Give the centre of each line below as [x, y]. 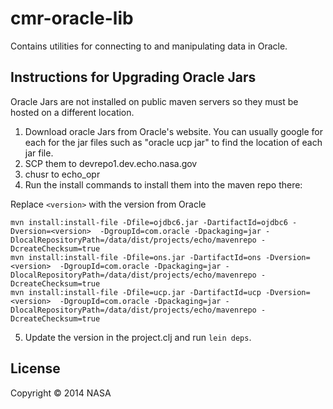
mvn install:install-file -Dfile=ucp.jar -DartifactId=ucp [136, 292]
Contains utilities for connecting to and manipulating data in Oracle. [149, 46]
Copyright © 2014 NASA [61, 393]
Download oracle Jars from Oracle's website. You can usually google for [173, 131]
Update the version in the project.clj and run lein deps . [138, 337]
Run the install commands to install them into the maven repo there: [163, 184]
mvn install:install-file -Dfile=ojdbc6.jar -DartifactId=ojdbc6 [149, 222]
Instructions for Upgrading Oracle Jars [133, 77]
